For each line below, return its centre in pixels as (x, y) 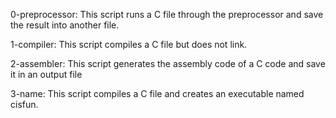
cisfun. (24, 104)
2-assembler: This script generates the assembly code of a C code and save (168, 63)
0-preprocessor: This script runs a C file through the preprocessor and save (167, 14)
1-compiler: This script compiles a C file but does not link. (129, 44)
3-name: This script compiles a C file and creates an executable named (157, 93)
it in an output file (46, 74)
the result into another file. (65, 25)
